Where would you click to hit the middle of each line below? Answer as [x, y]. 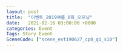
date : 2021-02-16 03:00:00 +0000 [51, 23]
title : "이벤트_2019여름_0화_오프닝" [49, 17]
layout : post [23, 12]
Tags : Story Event [29, 34]
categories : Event [29, 28]
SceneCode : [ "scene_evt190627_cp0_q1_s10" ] [62, 39]
